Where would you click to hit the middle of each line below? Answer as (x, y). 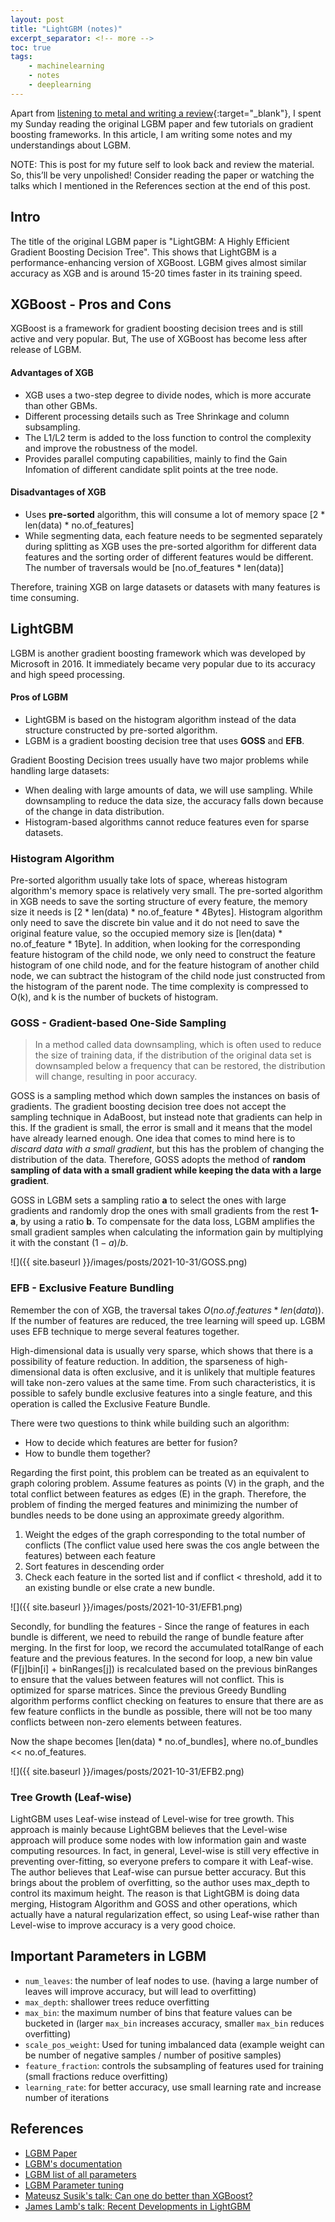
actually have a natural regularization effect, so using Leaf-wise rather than (165, 1914)
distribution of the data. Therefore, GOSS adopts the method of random (158, 1160)
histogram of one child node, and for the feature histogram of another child (165, 965)
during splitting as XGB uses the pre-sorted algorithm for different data (170, 546)
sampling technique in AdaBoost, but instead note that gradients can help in (166, 1117)
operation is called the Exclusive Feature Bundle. (110, 1403)
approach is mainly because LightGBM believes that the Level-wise (149, 1829)
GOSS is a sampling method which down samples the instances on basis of (165, 1096)
